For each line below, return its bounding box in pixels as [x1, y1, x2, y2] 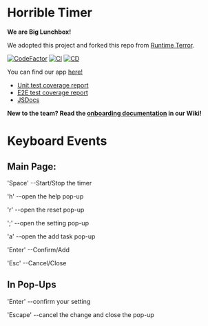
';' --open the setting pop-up [7, 218, 90, 227]
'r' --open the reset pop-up [7, 205, 85, 214]
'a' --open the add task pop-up [7, 232, 96, 241]
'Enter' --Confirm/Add [7, 245, 70, 254]
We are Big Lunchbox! [7, 28, 72, 36]
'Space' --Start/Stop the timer [7, 179, 92, 187]
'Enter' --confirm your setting [7, 297, 91, 305]
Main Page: [7, 161, 56, 172]
